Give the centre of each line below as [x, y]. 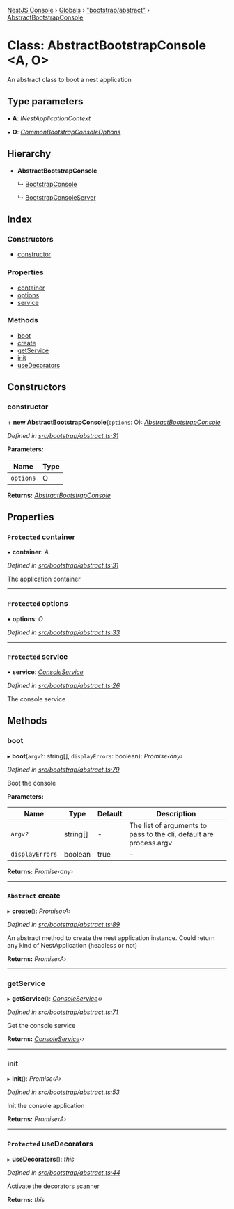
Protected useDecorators [50, 1144]
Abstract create [34, 896]
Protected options [38, 604]
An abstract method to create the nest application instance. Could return [111, 938]
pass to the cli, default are [171, 834]
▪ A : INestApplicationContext [49, 118]
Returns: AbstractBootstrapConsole [59, 495]
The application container [44, 579]
